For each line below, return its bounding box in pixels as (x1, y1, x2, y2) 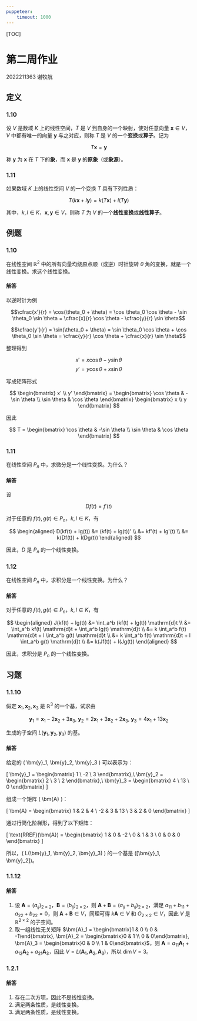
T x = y (90, 144, 108, 151)
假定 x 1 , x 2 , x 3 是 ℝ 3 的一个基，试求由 (6, 701, 96, 711)
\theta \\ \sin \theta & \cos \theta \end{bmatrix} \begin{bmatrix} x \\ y (21, 396, 187, 403)
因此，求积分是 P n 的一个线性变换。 (6, 650, 92, 658)
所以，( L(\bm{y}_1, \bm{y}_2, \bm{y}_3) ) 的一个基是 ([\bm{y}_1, (6, 849, 161, 856)
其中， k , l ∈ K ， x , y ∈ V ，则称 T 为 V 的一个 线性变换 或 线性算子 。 (6, 209, 165, 216)
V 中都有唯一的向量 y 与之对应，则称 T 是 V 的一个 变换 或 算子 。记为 (6, 132, 169, 139)
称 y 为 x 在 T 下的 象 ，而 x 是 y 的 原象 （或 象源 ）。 (6, 156, 126, 163)
